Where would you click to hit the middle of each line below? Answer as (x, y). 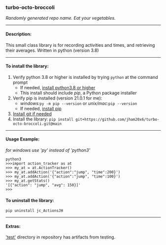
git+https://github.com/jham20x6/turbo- (117, 119)
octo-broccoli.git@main (37, 124)
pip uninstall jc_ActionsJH (34, 211)
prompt (20, 82)
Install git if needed (32, 114)
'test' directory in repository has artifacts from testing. (60, 237)
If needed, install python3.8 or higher (58, 87)
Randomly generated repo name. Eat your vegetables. (61, 18)
